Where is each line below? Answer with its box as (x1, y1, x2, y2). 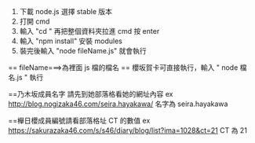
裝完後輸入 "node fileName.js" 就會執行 (19, 46, 147, 55)
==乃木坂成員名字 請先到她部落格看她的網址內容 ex (8, 90, 173, 98)
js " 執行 (16, 73, 44, 82)
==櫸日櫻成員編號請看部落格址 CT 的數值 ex (8, 116, 151, 125)
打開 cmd (19, 16, 50, 26)
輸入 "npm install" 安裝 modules (19, 36, 123, 46)
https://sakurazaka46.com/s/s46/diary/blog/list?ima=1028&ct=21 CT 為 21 (8, 126, 247, 135)
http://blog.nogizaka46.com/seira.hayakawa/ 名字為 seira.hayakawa (8, 99, 228, 108)
